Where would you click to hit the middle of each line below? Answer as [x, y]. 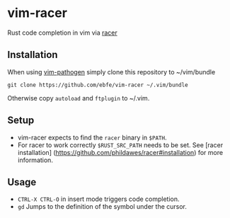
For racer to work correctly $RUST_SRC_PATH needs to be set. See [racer [120, 145]
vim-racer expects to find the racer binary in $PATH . [92, 137]
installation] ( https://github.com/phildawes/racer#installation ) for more [120, 152]
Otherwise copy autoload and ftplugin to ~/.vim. [79, 98]
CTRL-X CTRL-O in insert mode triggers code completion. [98, 199]
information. [35, 160]
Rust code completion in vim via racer [63, 33]
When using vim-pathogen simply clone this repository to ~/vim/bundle [111, 71]
